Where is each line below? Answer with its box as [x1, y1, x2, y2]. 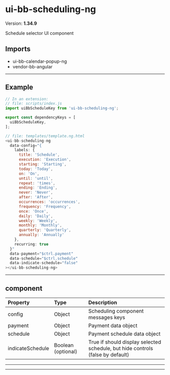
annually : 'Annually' [18, 232, 65, 237]
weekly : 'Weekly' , [18, 218, 58, 223]
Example [5, 83, 33, 92]
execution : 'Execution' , [18, 157, 71, 162]
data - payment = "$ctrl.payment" [10, 251, 73, 256]
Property [8, 299, 30, 306]
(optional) [54, 348, 77, 355]
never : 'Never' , [18, 190, 53, 195]
